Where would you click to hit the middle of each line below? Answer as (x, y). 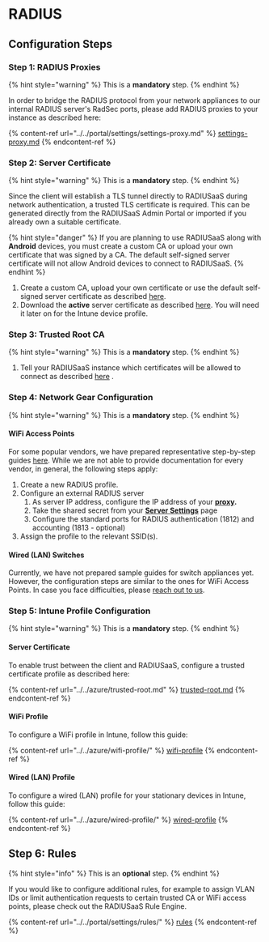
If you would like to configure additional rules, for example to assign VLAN (132, 889)
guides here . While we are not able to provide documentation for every (126, 460)
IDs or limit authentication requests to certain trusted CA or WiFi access (127, 897)
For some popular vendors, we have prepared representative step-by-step (132, 451)
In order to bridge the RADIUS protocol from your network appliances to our (134, 100)
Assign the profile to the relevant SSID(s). (89, 536)
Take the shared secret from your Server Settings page (125, 510)
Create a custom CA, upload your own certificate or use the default (132, 288)
